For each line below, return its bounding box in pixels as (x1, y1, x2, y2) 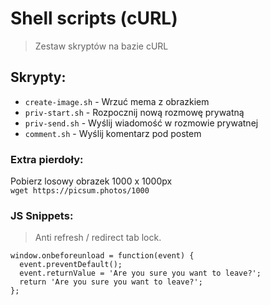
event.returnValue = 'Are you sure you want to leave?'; (19, 268, 262, 279)
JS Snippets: (10, 208, 74, 222)
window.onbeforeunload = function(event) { (10, 251, 195, 261)
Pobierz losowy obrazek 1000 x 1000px (10, 175, 173, 187)
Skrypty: (10, 69, 67, 86)
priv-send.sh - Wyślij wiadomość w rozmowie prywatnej (24, 117, 259, 129)
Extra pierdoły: (10, 152, 84, 166)
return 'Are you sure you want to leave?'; (19, 277, 203, 287)
